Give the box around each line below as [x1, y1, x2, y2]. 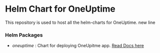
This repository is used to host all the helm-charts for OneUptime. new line [5, 19, 156, 25]
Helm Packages [5, 32, 43, 38]
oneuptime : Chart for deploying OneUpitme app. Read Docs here [12, 43, 144, 49]
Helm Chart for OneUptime [5, 3, 116, 15]
